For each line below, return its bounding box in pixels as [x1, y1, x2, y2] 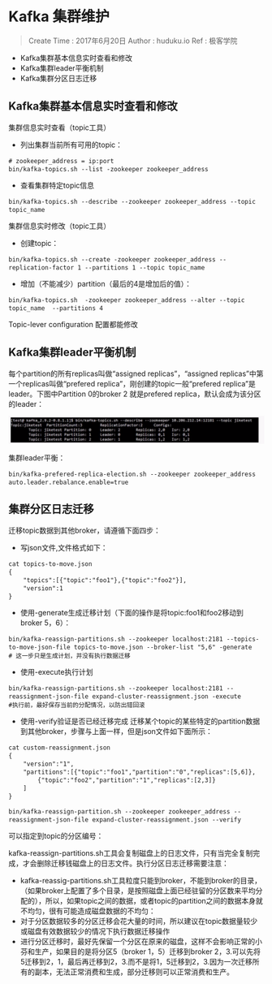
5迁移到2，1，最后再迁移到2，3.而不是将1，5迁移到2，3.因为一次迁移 [19, 956, 253, 966]
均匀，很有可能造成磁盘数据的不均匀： [27, 906, 156, 916]
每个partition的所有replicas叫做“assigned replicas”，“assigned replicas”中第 [8, 369, 264, 378]
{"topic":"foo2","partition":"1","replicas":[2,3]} [37, 776, 217, 784]
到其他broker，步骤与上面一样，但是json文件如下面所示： [19, 726, 214, 736]
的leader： [8, 399, 45, 408]
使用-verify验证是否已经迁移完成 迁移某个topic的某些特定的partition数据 [19, 716, 261, 726]
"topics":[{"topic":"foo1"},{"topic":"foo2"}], [23, 576, 187, 585]
